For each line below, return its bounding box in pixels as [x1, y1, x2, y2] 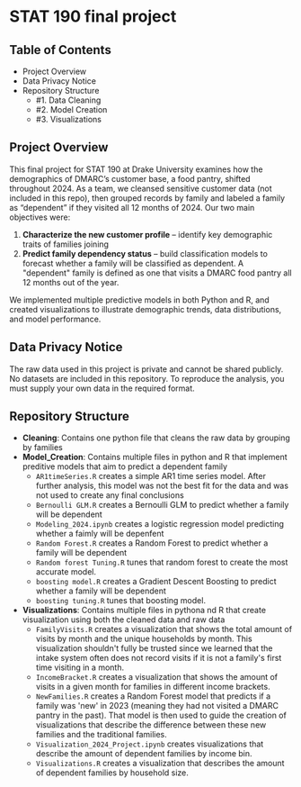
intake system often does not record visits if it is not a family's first [35, 653, 282, 664]
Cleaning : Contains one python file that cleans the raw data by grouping [22, 432, 290, 443]
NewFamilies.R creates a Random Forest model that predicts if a [35, 691, 271, 701]
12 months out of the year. [22, 276, 120, 287]
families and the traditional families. [35, 729, 168, 740]
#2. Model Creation [35, 104, 108, 114]
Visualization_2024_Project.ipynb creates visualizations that [35, 738, 264, 749]
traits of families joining [22, 239, 110, 249]
